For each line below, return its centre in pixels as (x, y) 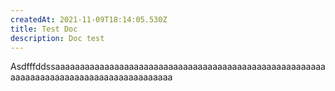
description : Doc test (57, 38)
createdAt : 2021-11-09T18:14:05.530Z (89, 19)
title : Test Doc (44, 29)
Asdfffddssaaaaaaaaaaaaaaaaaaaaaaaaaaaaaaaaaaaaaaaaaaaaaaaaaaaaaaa (168, 67)
